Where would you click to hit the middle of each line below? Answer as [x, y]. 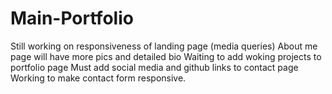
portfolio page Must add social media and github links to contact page [154, 67]
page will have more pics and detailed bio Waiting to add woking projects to [166, 56]
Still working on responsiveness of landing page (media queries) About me [164, 46]
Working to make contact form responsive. [98, 78]
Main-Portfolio [72, 18]
